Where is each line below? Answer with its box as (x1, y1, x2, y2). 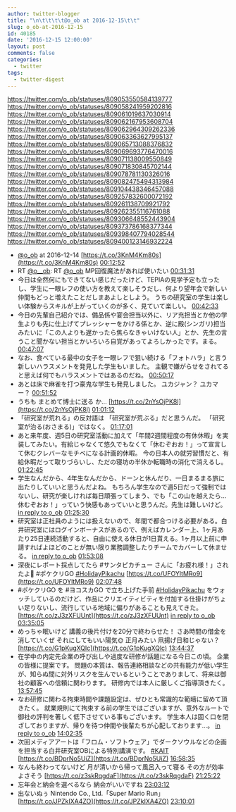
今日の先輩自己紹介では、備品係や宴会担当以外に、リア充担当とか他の (17, 311, 222, 319)
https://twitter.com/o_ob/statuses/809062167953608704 (7, 118, 173, 126)
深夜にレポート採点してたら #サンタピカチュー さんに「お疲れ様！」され (17, 561, 229, 569)
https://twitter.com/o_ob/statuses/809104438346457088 (7, 185, 174, 194)
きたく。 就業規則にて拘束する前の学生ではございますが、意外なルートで (17, 704, 230, 712)
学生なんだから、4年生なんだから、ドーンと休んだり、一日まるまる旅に (17, 474, 225, 482)
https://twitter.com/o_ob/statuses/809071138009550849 (7, 155, 173, 163)
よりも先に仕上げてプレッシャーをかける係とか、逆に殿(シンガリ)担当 (23, 320, 226, 328)
